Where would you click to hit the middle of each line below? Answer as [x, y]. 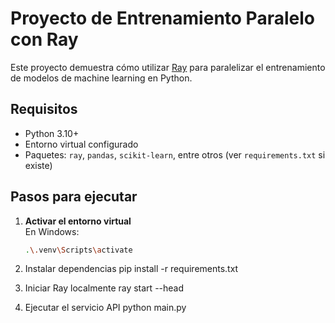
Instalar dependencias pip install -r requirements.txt [131, 269]
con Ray [44, 39]
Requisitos [44, 109]
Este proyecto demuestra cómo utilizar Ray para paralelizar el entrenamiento [168, 67]
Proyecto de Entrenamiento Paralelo [162, 18]
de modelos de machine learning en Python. [101, 78]
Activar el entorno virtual [78, 221]
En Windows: [52, 231]
